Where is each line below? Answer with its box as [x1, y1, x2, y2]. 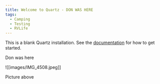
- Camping [10, 16, 30, 21]
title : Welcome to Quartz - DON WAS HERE [5, 7, 94, 12]
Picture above [5, 74, 34, 80]
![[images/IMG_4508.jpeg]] [5, 64, 61, 70]
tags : [5, 12, 17, 17]
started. [5, 45, 22, 51]
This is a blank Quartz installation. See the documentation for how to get [5, 39, 155, 45]
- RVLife [10, 26, 28, 31]
